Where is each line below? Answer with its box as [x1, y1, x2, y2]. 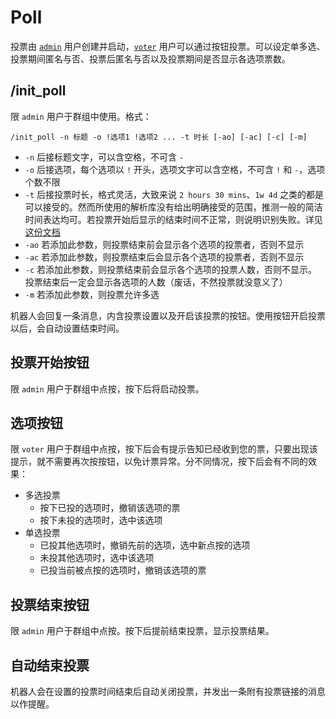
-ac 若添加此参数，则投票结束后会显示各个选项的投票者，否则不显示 [24, 251, 305, 263]
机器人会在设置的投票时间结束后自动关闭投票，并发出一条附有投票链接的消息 [10, 686, 326, 697]
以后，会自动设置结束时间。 [10, 322, 125, 334]
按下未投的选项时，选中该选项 [39, 514, 163, 526]
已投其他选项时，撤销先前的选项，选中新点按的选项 [39, 539, 251, 551]
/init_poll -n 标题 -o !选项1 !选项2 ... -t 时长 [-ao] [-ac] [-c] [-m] [10, 132, 308, 142]
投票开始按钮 [10, 354, 90, 371]
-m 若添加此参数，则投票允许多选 [24, 288, 160, 300]
